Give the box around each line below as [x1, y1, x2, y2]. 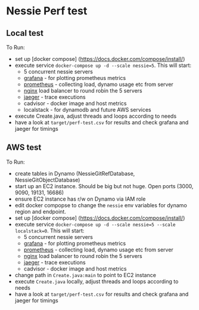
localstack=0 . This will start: [14, 227, 85, 234]
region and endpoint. [14, 208, 67, 215]
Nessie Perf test [6, 4, 88, 18]
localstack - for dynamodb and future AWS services [23, 106, 151, 113]
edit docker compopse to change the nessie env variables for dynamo [14, 201, 188, 208]
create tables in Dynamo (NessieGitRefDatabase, [14, 170, 135, 177]
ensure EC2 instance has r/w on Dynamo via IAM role [14, 195, 146, 202]
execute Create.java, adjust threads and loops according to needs [14, 112, 177, 119]
